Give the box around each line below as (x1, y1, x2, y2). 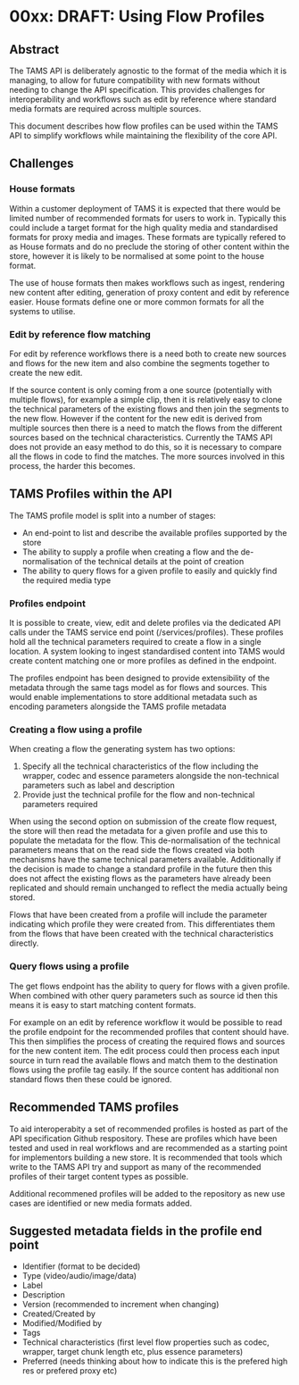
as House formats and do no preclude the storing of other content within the (9, 241, 290, 252)
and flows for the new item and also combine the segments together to (9, 357, 270, 368)
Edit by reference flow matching (9, 328, 152, 340)
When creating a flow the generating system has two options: (9, 744, 236, 755)
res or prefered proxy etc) (21, 1365, 118, 1376)
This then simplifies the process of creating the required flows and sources (9, 1036, 286, 1047)
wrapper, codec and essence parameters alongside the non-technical (21, 771, 279, 781)
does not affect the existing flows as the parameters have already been (9, 873, 271, 884)
